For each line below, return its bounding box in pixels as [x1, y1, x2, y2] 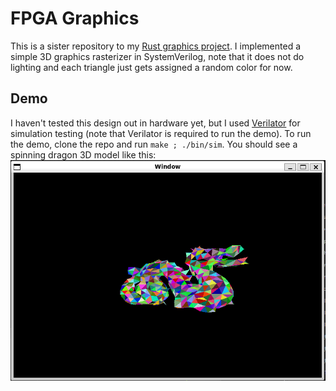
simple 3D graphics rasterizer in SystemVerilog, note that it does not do [10, 50, 305, 62]
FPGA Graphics [10, 7, 140, 30]
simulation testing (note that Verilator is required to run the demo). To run [10, 127, 312, 139]
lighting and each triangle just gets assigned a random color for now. [10, 61, 293, 73]
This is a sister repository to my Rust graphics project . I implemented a [10, 40, 302, 52]
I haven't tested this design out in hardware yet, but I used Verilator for [10, 117, 301, 129]
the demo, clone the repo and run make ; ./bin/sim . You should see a [10, 138, 298, 150]
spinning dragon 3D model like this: [10, 148, 157, 161]
